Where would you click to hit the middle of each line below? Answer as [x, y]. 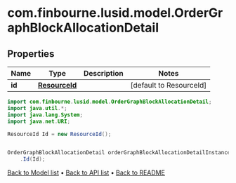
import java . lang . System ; [45, 115]
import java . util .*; [38, 108]
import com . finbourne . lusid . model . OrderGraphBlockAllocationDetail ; [110, 102]
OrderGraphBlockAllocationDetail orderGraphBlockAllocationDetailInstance [119, 153]
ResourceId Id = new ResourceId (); [59, 134]
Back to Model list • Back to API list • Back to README [86, 172]
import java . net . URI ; [39, 121]
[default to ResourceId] [169, 85]
